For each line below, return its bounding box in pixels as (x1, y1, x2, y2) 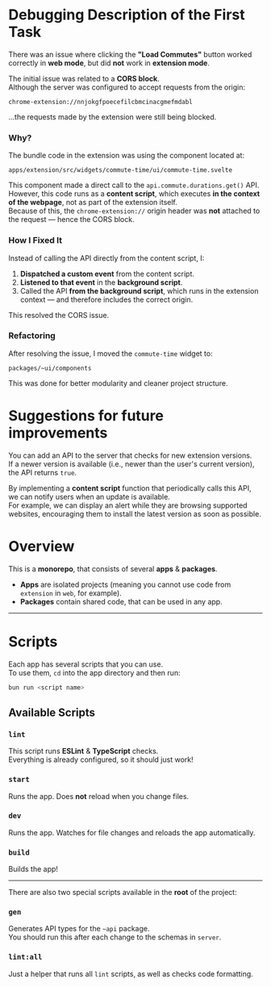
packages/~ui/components (8, 364, 92, 372)
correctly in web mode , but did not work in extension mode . (8, 58, 211, 68)
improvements (8, 424, 108, 442)
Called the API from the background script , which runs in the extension (19, 286, 259, 295)
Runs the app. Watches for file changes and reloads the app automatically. (8, 827, 256, 837)
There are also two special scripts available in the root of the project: (8, 888, 237, 897)
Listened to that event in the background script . (19, 277, 183, 287)
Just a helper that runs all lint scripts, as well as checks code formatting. (8, 968, 254, 978)
